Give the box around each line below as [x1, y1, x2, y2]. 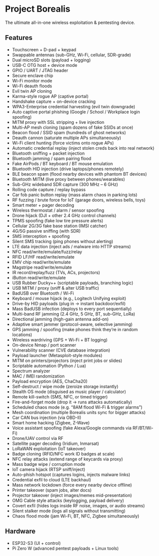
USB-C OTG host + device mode [12, 62, 78, 68]
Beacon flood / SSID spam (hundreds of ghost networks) [12, 129, 126, 135]
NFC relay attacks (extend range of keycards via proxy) [12, 456, 123, 462]
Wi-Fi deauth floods [12, 83, 53, 89]
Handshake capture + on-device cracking [12, 99, 96, 104]
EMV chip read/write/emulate [12, 259, 71, 265]
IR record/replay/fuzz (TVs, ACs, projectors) [12, 269, 101, 275]
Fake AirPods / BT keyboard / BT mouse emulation [12, 160, 113, 166]
